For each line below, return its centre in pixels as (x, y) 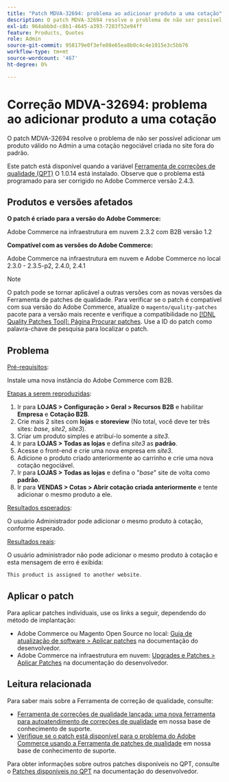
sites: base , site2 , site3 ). (52, 429)
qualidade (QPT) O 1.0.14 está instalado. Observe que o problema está (106, 173)
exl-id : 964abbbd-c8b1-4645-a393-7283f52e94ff (75, 26)
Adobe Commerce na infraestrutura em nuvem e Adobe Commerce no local (114, 259)
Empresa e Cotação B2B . (53, 414)
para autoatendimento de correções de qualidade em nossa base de (114, 721)
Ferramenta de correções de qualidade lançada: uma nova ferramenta (116, 714)
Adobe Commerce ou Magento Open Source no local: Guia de (105, 633)
